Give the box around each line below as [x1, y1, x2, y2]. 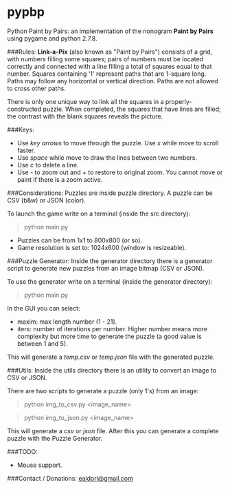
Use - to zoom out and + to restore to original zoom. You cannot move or [16, 168, 223, 176]
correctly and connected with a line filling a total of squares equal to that [7, 62, 212, 70]
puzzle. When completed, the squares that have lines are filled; [43, 105, 221, 113]
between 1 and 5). [16, 339, 68, 348]
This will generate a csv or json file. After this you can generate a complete [7, 426, 219, 435]
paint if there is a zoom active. [16, 175, 103, 183]
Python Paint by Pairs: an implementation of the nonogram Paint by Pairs [7, 27, 214, 35]
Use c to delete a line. [16, 160, 79, 169]
